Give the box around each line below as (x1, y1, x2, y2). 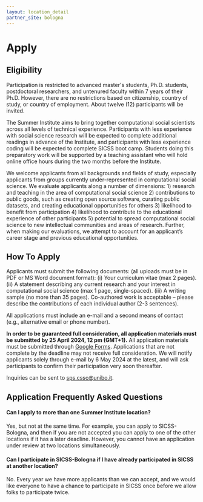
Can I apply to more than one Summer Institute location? (6, 409, 151, 416)
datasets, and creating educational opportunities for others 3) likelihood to (6, 201, 192, 209)
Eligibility (6, 65, 42, 75)
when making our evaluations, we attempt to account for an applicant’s (6, 228, 183, 235)
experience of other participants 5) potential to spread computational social (6, 214, 195, 222)
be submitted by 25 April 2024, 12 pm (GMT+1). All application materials (6, 336, 189, 344)
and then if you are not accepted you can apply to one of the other (30, 428, 196, 436)
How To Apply (6, 251, 61, 262)
